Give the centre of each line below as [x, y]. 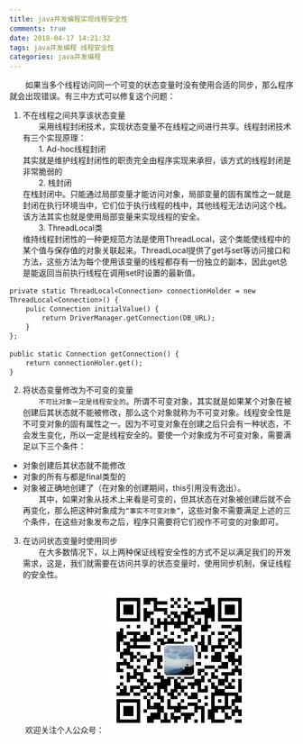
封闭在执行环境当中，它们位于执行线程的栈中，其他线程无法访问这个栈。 [156, 205]
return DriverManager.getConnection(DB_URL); [129, 318]
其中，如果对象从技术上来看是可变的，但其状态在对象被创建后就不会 [165, 499]
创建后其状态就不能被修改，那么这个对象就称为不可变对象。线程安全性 [153, 413]
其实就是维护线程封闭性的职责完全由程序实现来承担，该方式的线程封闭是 [156, 160]
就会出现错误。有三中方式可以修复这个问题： [92, 96]
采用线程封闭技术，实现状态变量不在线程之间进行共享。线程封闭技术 [165, 127]
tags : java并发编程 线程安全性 [62, 48]
